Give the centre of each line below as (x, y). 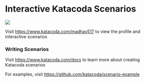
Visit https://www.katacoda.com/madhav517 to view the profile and (73, 31)
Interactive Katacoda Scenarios (71, 9)
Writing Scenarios (27, 49)
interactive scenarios (26, 36)
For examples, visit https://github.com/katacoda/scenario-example (72, 74)
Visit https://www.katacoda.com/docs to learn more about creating (72, 60)
